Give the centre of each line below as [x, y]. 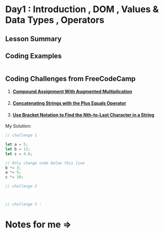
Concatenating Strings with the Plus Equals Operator [69, 103]
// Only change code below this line [45, 163]
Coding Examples [34, 56]
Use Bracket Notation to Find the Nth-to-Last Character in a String [83, 114]
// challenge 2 [21, 186]
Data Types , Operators [55, 20]
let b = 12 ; [18, 149]
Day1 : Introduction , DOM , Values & [82, 9]
